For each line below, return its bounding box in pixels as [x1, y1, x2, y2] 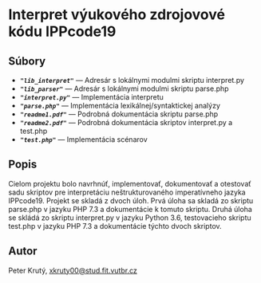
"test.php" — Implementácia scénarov [19, 135, 148, 144]
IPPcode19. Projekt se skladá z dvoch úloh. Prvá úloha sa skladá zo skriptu [8, 195, 254, 205]
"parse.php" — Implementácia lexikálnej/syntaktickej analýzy [19, 101, 221, 110]
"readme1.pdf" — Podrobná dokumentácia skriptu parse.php [19, 109, 219, 119]
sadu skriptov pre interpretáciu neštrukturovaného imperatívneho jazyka [8, 187, 246, 197]
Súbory [8, 54, 46, 68]
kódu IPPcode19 [8, 22, 117, 41]
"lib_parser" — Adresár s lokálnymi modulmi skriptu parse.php [19, 84, 229, 93]
